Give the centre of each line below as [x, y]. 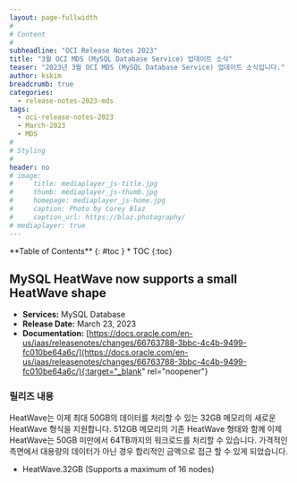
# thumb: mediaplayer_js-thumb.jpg [84, 192]
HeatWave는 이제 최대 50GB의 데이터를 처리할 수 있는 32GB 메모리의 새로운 [143, 418]
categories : [31, 92]
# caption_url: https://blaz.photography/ [98, 217]
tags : [19, 109]
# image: [25, 175]
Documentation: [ [55, 334]
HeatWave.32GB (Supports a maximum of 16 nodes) [118, 469]
